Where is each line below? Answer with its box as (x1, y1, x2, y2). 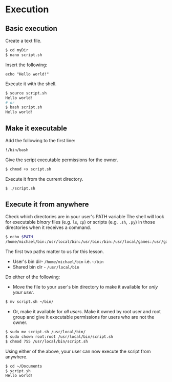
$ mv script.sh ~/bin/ (5, 299, 54, 304)
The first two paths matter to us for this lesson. (5, 249, 104, 255)
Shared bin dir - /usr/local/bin (12, 264, 79, 270)
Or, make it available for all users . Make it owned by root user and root (12, 309, 161, 314)
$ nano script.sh (5, 52, 42, 58)
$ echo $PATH (5, 235, 33, 240)
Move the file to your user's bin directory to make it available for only (12, 284, 158, 290)
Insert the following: (5, 62, 48, 68)
